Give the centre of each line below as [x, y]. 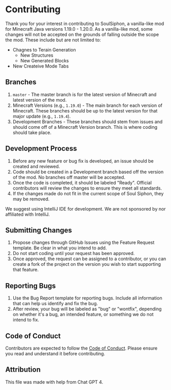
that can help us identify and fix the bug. [55, 304]
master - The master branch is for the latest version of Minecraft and [84, 94]
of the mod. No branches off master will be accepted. [69, 177]
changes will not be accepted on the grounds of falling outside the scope [82, 34]
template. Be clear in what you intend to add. [60, 248]
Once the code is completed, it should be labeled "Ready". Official [82, 182]
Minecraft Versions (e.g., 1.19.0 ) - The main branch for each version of [87, 105]
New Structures [37, 55]
